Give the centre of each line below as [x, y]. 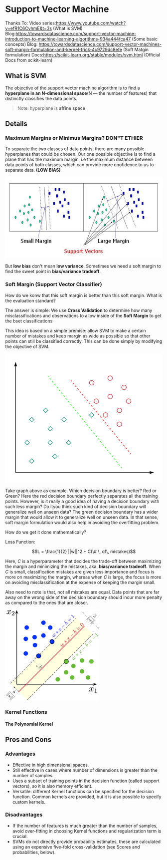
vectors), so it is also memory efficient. [52, 786]
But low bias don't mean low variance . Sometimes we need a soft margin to [83, 266]
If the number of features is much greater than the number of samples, [85, 826]
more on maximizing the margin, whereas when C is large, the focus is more [83, 577]
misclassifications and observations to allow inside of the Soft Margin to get [83, 315]
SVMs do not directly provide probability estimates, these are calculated [86, 842]
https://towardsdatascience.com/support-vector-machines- [100, 44]
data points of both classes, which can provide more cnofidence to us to [80, 165]
